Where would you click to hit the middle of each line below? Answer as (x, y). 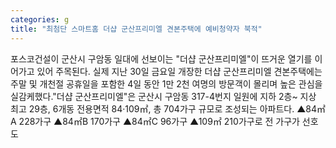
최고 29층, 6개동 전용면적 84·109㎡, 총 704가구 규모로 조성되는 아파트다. (152, 108)
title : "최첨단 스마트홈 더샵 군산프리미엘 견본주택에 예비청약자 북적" (136, 29)
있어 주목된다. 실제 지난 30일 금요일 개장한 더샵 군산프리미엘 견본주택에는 (179, 71)
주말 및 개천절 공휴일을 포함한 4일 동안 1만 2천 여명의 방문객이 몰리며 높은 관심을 (166, 83)
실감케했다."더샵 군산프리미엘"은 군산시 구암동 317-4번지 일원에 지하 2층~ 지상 (163, 96)
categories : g (40, 19)
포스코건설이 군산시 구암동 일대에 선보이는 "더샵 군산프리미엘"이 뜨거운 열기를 (161, 58)
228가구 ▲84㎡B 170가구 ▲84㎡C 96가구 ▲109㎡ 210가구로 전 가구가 (159, 121)
